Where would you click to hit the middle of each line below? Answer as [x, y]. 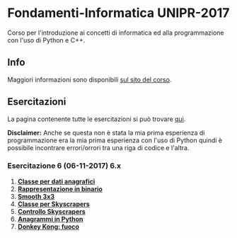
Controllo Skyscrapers [52, 211]
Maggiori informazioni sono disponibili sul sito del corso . [89, 79]
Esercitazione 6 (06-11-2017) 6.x [64, 166]
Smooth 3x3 [36, 196]
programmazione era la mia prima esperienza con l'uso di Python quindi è [115, 140]
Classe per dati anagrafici [56, 181]
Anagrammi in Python [50, 219]
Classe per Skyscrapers [53, 204]
